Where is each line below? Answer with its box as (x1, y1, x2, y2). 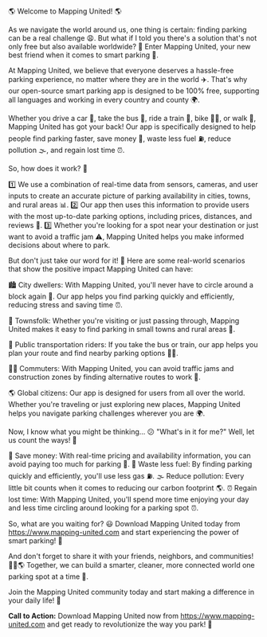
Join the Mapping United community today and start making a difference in (8, 588, 255, 596)
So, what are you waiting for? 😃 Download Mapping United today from (8, 519, 241, 528)
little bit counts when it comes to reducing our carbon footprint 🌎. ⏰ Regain (8, 483, 257, 492)
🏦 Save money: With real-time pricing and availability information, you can (8, 451, 251, 460)
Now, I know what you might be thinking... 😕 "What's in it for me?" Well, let (8, 427, 255, 436)
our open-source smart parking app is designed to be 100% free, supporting (8, 86, 260, 96)
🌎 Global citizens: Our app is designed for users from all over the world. (8, 389, 245, 397)
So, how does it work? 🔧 (8, 164, 88, 173)
